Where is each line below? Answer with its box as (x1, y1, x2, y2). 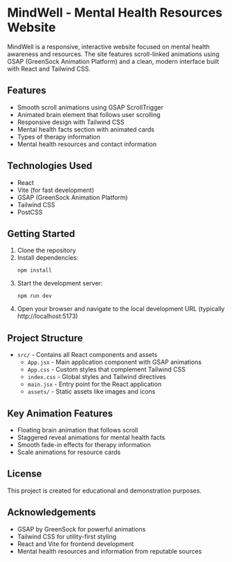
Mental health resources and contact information (17, 140, 157, 148)
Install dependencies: (17, 254, 79, 262)
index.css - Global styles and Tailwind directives (27, 373, 166, 381)
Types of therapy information (17, 132, 100, 141)
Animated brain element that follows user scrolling (17, 110, 161, 118)
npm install (17, 267, 52, 274)
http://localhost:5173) (17, 312, 78, 320)
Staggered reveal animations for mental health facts (17, 433, 166, 441)
